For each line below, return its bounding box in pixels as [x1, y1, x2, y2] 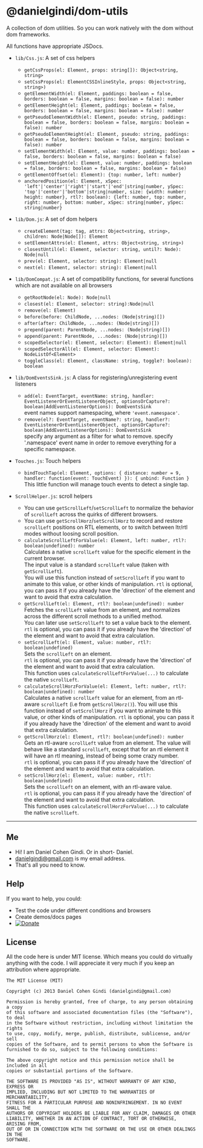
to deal [6, 1015, 26, 1021]
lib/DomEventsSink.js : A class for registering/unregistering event [14, 374, 178, 381]
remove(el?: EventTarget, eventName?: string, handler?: [24, 417, 171, 423]
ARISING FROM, [6, 1121, 42, 1127]
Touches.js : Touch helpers [14, 457, 82, 465]
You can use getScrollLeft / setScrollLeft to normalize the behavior [24, 504, 194, 511]
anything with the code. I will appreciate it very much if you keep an [6, 959, 175, 967]
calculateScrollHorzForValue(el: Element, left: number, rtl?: [24, 683, 187, 690]
